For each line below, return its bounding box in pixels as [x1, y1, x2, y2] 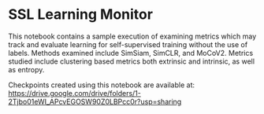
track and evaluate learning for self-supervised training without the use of [8, 39, 248, 49]
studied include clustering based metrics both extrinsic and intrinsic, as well [8, 57, 255, 66]
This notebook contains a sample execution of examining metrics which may [8, 31, 257, 41]
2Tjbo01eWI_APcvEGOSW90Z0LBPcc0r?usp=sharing [8, 97, 182, 106]
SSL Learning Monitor [8, 6, 154, 24]
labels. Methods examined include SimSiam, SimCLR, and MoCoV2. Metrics [8, 48, 254, 57]
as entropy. [8, 64, 45, 74]
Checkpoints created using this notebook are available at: [8, 80, 195, 90]
